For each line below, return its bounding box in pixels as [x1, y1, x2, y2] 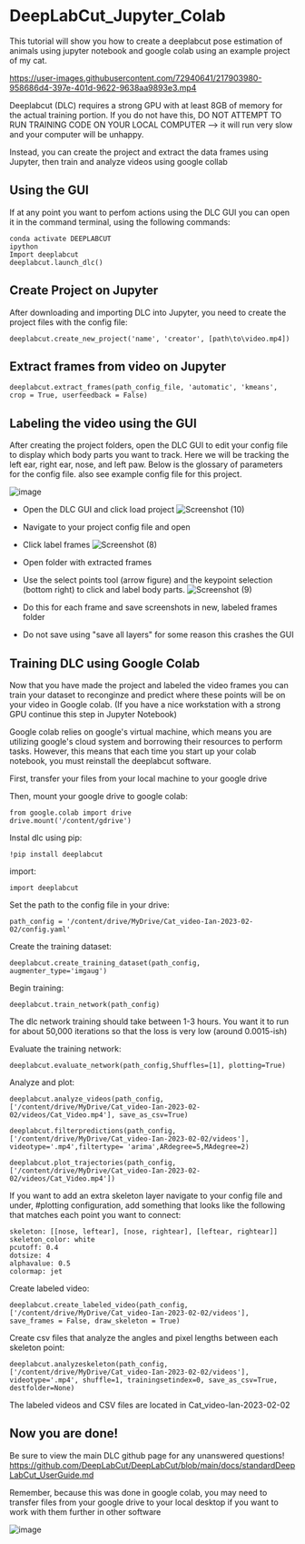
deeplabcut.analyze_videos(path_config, [9, 1094, 165, 1103]
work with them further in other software [9, 1506, 162, 1517]
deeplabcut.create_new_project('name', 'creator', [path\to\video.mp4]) [9, 334, 290, 343]
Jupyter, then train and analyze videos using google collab [9, 156, 229, 167]
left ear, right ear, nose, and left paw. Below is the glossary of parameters [9, 459, 283, 470]
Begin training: [9, 982, 64, 993]
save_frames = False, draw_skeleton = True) [9, 1316, 181, 1326]
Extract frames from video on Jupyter [9, 359, 227, 374]
